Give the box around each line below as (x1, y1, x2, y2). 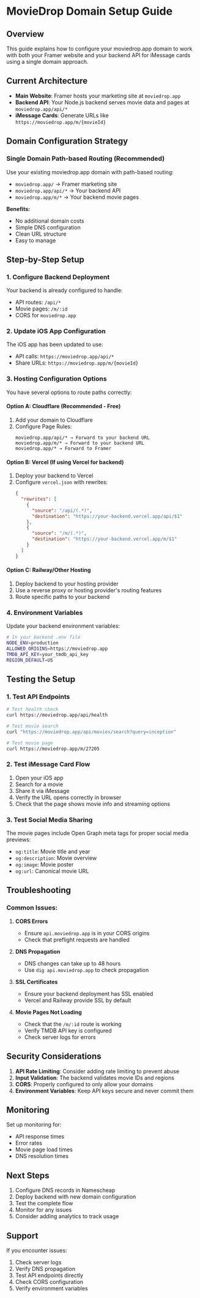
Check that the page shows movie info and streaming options (15, 800, 170, 808)
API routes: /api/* (15, 299, 61, 306)
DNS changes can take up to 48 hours (24, 959, 121, 967)
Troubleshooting (6, 885, 72, 895)
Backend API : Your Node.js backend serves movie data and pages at (15, 98, 190, 106)
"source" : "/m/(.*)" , (31, 530, 87, 536)
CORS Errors (15, 917, 48, 925)
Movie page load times (15, 1146, 73, 1153)
